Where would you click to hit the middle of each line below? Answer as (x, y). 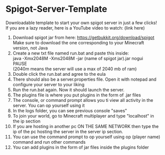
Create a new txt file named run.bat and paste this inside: (71, 53)
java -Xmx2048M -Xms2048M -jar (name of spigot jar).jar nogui (78, 58)
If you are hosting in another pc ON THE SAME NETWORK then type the (86, 126)
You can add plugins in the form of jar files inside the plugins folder (81, 147)
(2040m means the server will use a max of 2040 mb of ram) (75, 69)
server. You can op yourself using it (49, 105)
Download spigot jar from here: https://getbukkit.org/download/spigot (83, 37)
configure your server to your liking (49, 84)
